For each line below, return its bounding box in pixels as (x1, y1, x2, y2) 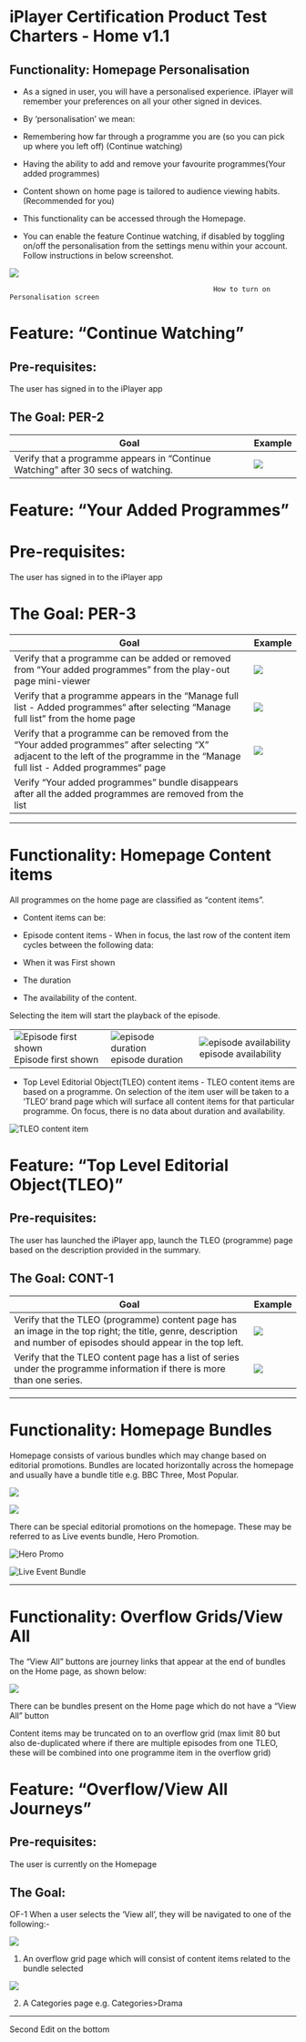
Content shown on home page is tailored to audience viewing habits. (22, 186, 280, 197)
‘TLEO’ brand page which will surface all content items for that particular (22, 1096, 295, 1107)
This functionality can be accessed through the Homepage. (22, 213, 246, 224)
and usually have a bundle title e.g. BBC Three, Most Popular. (9, 1469, 240, 1480)
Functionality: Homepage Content (9, 845, 271, 866)
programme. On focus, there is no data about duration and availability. (22, 1105, 285, 1117)
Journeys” (9, 1798, 92, 1819)
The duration (22, 975, 71, 985)
